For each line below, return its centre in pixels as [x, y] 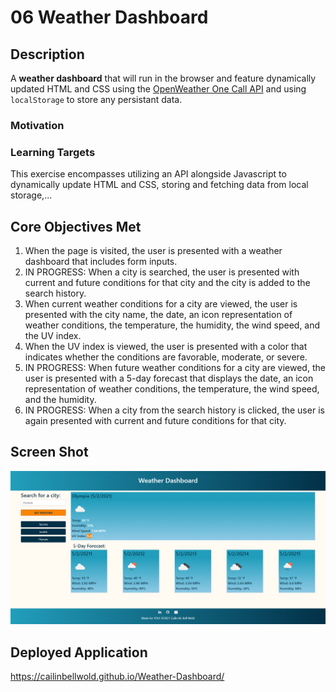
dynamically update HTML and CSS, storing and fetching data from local [159, 185]
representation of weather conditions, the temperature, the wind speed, [172, 389]
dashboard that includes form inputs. [101, 262]
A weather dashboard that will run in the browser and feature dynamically [163, 78]
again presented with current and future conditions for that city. [155, 421]
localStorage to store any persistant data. [96, 99]
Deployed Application [79, 652]
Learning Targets [53, 152]
